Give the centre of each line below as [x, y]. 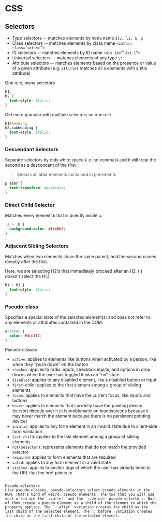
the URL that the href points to [42, 472]
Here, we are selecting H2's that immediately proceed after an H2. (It [74, 271]
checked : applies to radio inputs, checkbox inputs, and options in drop [81, 369]
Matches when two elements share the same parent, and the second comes [81, 257]
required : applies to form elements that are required [64, 457]
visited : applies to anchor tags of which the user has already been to [81, 468]
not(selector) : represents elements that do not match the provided [79, 447]
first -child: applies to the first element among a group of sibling [76, 385]
